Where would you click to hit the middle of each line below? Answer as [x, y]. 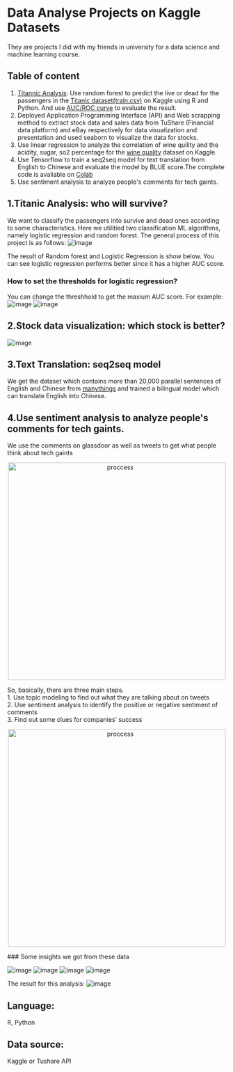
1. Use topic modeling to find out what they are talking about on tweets [109, 697]
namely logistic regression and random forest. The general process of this [113, 235]
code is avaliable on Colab [55, 174]
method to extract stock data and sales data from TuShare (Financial [115, 123]
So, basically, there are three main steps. [65, 690]
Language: [31, 1006]
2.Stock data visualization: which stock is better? [116, 326]
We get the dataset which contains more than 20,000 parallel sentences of [114, 381]
